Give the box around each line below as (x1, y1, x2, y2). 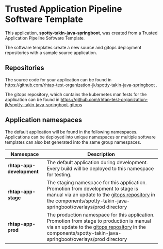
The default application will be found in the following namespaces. (5, 129, 138, 134)
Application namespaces (5, 116, 82, 124)
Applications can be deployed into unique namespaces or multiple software (5, 134, 156, 140)
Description (87, 151, 115, 157)
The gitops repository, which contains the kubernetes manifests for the (5, 91, 147, 97)
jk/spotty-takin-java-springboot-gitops (5, 101, 82, 108)
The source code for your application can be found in (5, 77, 112, 82)
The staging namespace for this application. (47, 179, 147, 186)
